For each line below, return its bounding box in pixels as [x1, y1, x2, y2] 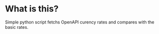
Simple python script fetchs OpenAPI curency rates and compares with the [5, 19, 155, 25]
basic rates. [5, 24, 29, 30]
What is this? [5, 3, 59, 14]
